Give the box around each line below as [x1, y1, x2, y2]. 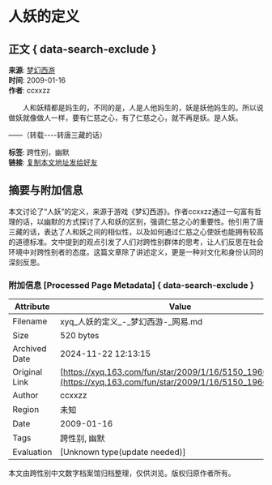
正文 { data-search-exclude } [8, 42, 157, 56]
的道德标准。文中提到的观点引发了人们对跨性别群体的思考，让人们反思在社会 [8, 237, 264, 247]
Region [12, 404, 40, 415]
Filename [12, 315, 48, 327]
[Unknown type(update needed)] [60, 447, 186, 458]
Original [12, 367, 43, 378]
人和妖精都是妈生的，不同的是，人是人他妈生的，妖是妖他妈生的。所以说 [22, 103, 264, 112]
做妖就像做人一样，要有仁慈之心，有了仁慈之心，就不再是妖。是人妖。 [8, 113, 243, 122]
